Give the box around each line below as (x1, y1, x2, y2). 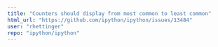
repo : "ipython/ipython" (7, 29, 80, 37)
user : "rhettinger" (7, 23, 64, 30)
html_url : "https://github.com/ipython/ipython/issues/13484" (7, 17, 193, 23)
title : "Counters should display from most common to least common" (7, 10, 212, 17)
